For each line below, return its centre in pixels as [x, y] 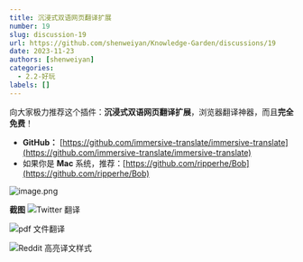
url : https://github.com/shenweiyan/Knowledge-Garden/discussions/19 [143, 43]
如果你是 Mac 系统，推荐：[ [74, 163]
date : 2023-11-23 [42, 51]
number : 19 [30, 26]
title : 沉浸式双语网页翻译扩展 [60, 18]
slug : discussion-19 [48, 34]
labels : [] [30, 85]
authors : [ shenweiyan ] [52, 60]
